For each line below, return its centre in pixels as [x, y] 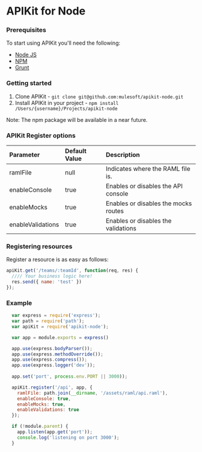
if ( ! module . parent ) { [40, 427]
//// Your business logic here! [52, 276]
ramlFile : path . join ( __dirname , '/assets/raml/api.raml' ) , [93, 393]
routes [115, 211]
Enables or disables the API [144, 186]
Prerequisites [26, 30]
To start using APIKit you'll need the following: [63, 43]
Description [123, 155]
